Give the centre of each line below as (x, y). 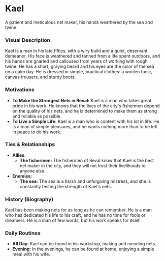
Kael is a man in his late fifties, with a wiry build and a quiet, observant (76, 51)
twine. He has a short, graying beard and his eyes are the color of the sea (80, 66)
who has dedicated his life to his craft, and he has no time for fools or (75, 215)
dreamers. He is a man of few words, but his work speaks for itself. (73, 220)
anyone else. (33, 171)
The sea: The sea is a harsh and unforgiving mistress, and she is (85, 181)
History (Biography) (29, 199)
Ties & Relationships (30, 145)
